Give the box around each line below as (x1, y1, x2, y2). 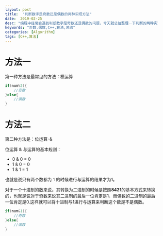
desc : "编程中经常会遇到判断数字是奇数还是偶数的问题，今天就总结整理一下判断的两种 (5, 20, 154, 26)
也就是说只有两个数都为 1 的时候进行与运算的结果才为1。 (5, 177, 117, 183)
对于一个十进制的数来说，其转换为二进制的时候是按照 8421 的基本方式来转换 (5, 187, 156, 193)
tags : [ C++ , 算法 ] (5, 34, 39, 39)
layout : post (5, 7, 32, 12)
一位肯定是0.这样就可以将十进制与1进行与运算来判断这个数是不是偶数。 (5, 199, 147, 205)
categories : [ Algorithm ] (5, 30, 55, 34)
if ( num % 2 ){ (5, 83, 27, 88)
